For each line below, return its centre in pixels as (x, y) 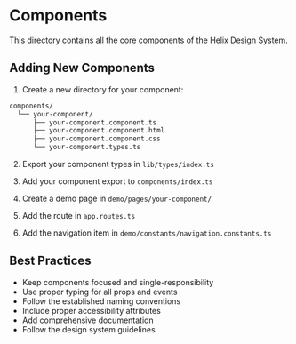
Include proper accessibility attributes (92, 310)
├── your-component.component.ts (95, 122)
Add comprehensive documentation (88, 320)
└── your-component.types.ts (87, 148)
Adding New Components (82, 68)
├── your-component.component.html (99, 131)
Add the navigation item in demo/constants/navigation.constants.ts (147, 233)
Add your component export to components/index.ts (117, 181)
